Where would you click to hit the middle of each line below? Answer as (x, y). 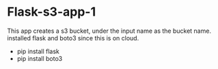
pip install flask (38, 51)
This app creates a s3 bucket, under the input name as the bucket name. (109, 31)
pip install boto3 (40, 58)
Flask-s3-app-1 (52, 12)
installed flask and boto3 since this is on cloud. (73, 38)
